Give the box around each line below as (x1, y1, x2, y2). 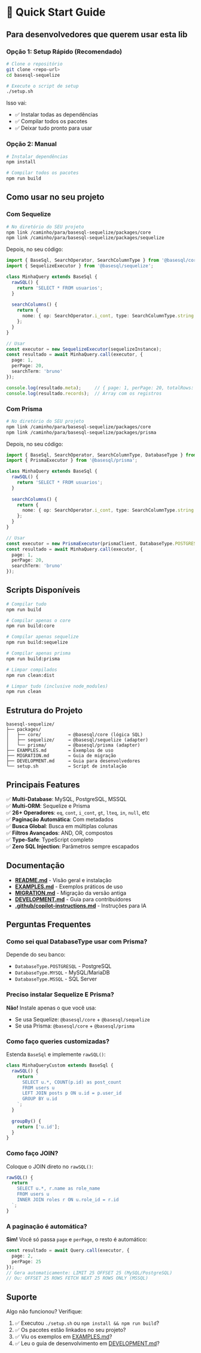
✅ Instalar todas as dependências (14, 111, 99, 118)
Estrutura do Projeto (6, 705, 83, 715)
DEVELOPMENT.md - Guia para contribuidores (14, 895, 132, 903)
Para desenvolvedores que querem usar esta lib (6, 29, 188, 40)
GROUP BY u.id (22, 1096, 58, 1102)
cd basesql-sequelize (6, 72, 60, 78)
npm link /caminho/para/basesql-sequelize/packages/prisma (6, 429, 157, 435)
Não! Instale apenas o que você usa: (6, 1004, 97, 1011)
